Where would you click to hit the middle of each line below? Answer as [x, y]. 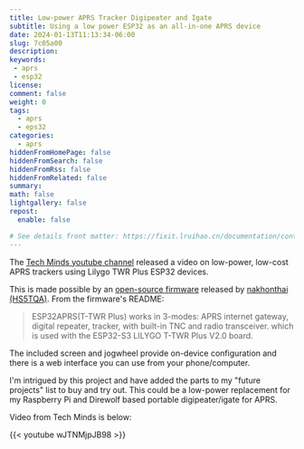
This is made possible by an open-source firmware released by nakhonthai [149, 289]
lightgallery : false [48, 203]
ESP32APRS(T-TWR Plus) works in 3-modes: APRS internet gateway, [160, 316]
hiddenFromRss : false [50, 169]
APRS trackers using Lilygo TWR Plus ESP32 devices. [109, 272]
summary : [26, 186]
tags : [19, 110]
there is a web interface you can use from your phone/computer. [130, 362]
